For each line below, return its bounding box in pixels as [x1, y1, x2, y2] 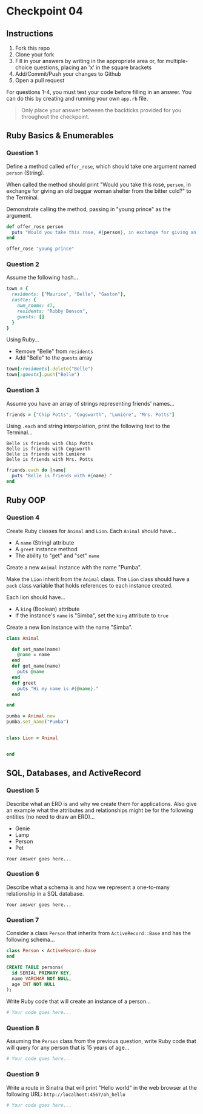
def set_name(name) [12, 646, 61, 653]
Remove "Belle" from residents [15, 347, 94, 355]
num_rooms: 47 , [17, 303, 56, 309]
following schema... [6, 936, 55, 944]
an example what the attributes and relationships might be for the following [6, 807, 193, 814]
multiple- [165, 58, 188, 64]
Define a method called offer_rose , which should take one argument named [6, 163, 196, 170]
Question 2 [6, 260, 39, 269]
